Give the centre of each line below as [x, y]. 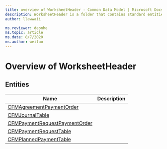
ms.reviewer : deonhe [27, 28]
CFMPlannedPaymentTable [39, 139]
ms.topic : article [24, 33]
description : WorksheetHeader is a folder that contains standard [75, 14]
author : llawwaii [23, 19]
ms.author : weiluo [24, 42]
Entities [17, 85]
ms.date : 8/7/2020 [24, 37]
